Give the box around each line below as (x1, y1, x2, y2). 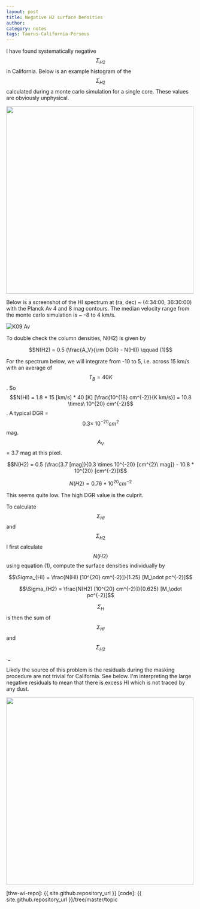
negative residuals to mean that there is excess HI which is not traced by (6, 679, 186, 686)
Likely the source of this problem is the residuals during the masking (6, 666, 175, 673)
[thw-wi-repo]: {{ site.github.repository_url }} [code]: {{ (6, 889, 142, 896)
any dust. (6, 685, 29, 693)
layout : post (6, 8, 39, 15)
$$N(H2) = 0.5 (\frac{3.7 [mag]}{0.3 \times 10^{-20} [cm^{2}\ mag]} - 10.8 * (7, 460, 195, 468)
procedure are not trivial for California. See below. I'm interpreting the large (6, 672, 192, 679)
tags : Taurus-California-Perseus (6, 31, 90, 37)
